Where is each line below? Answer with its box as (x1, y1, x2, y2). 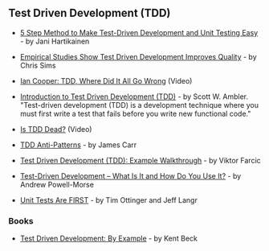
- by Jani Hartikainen (19, 36, 90, 46)
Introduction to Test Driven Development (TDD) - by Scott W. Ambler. (19, 92, 249, 101)
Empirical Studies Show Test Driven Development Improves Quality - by (19, 51, 257, 61)
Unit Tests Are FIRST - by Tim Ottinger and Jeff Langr (19, 195, 198, 204)
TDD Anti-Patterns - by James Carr (19, 140, 137, 150)
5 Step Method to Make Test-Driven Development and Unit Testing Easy (19, 27, 259, 37)
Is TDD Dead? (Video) (19, 124, 92, 134)
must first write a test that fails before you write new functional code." (19, 109, 251, 118)
